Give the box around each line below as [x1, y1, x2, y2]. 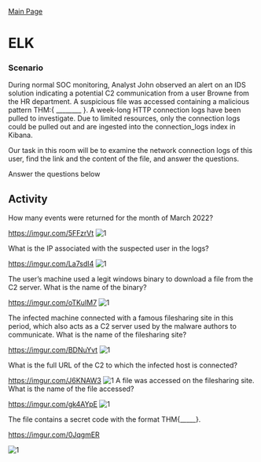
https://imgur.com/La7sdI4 [8, 259, 94, 269]
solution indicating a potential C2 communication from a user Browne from [8, 88, 250, 98]
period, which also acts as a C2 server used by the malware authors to [8, 322, 237, 331]
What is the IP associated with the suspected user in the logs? [8, 244, 210, 253]
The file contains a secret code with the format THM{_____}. [8, 415, 201, 424]
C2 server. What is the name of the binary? [8, 283, 147, 292]
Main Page [8, 7, 43, 16]
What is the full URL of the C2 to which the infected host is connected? [8, 360, 238, 370]
